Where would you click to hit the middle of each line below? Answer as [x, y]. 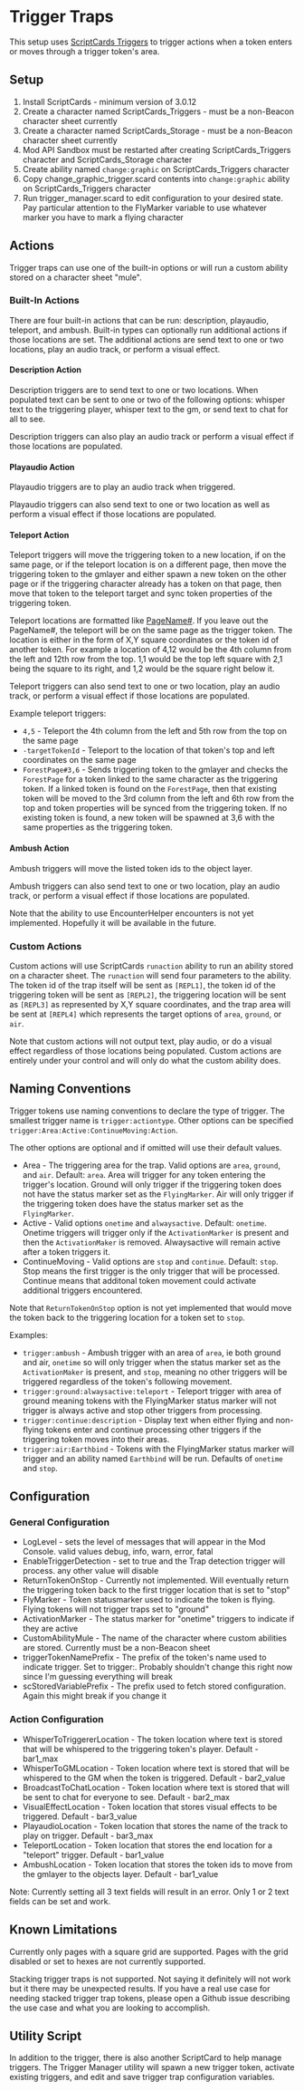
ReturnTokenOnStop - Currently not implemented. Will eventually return [156, 1580]
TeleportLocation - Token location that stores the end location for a [147, 1845]
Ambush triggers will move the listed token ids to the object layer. [131, 868]
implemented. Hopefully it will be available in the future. [113, 922]
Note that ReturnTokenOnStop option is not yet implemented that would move [151, 1307]
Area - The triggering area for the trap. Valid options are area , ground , [151, 1165]
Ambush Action [39, 848]
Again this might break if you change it [95, 1696]
